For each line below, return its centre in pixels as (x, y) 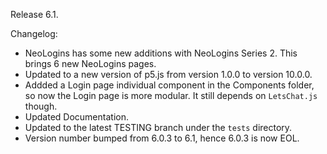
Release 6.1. (34, 14)
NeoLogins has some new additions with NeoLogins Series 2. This (161, 53)
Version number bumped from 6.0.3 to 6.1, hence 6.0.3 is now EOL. (162, 138)
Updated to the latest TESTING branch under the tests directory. (158, 127)
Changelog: (34, 33)
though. (41, 106)
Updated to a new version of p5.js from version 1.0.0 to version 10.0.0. (168, 74)
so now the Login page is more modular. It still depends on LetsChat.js (171, 95)
